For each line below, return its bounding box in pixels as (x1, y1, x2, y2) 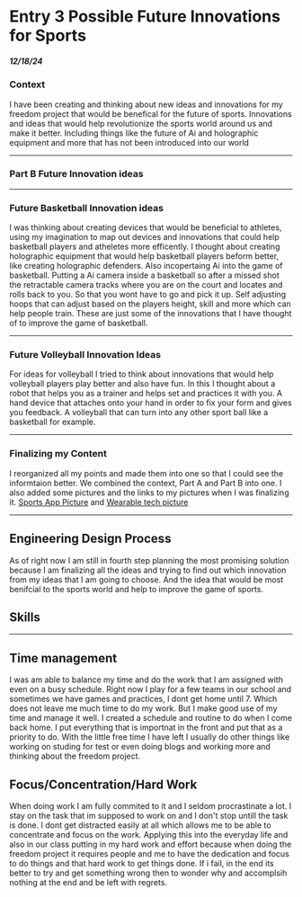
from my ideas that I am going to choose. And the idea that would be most (9, 573, 284, 585)
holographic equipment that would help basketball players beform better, (9, 251, 280, 262)
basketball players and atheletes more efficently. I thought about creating (9, 241, 280, 253)
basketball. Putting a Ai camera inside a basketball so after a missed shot (9, 270, 280, 280)
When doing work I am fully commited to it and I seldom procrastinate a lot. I (9, 800, 292, 811)
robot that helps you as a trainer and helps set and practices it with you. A (9, 388, 283, 399)
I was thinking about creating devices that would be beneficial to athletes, (9, 222, 282, 233)
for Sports (9, 25, 87, 46)
